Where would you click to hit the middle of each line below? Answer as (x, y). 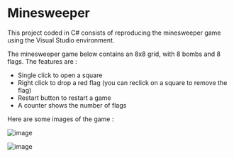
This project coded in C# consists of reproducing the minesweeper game (114, 33)
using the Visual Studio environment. (61, 40)
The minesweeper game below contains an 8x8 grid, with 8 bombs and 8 (114, 54)
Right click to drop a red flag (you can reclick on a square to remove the (122, 82)
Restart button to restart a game (64, 98)
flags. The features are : (43, 61)
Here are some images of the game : (61, 119)
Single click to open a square (60, 75)
